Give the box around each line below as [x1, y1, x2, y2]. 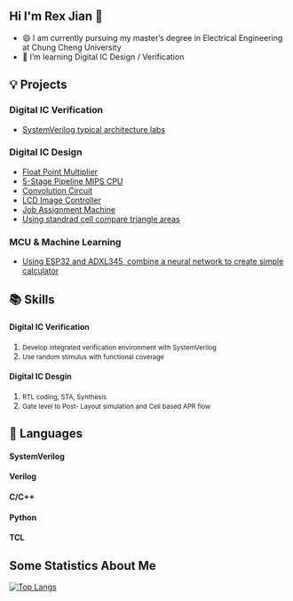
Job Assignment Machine [21, 204, 116, 214]
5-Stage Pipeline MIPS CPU [21, 175, 123, 187]
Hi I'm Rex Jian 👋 [9, 9, 104, 24]
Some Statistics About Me [9, 557, 157, 573]
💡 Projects [9, 77, 68, 92]
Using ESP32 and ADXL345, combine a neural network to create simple [21, 256, 284, 267]
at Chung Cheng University [21, 42, 122, 52]
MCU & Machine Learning [9, 236, 122, 248]
